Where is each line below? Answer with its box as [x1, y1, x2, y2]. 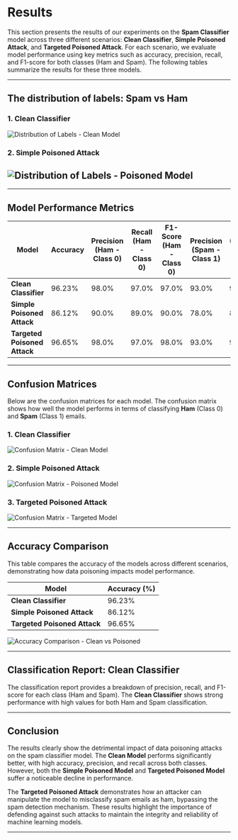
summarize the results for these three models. [7, 65, 142, 74]
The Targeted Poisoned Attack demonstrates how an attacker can [7, 788, 202, 796]
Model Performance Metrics [7, 201, 135, 213]
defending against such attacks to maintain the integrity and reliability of [7, 810, 218, 819]
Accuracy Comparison [7, 540, 109, 553]
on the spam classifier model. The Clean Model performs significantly [7, 751, 212, 760]
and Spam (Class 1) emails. [7, 412, 87, 420]
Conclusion [7, 724, 59, 737]
